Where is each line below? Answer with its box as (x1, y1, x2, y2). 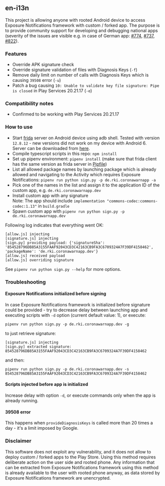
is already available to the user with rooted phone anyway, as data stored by (5, 470, 160, 476)
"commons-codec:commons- (107, 198, 158, 204)
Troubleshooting (5, 278, 46, 285)
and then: (5, 357, 25, 363)
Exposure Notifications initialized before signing (5, 291, 106, 297)
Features (5, 50, 27, 57)
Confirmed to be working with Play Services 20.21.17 (12, 111, 120, 117)
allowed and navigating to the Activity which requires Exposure (12, 171, 141, 177)
